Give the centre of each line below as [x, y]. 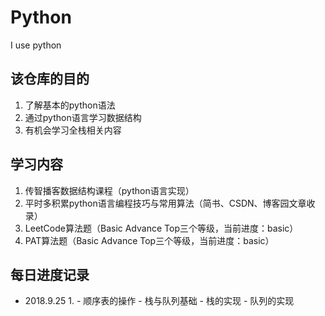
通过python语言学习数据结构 [83, 117]
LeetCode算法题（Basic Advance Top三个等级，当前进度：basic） [161, 228]
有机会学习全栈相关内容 [73, 130]
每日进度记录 [50, 274]
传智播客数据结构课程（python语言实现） [109, 190]
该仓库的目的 [50, 79]
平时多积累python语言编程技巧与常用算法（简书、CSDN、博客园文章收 [170, 203]
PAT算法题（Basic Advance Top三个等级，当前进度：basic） [149, 240]
